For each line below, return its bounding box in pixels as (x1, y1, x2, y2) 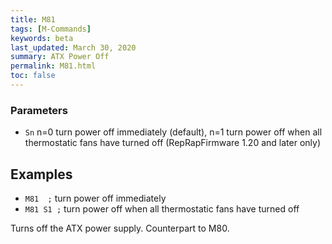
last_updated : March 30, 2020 (10, 42, 137, 53)
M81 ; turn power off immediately (24, 192, 167, 204)
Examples (10, 166, 73, 183)
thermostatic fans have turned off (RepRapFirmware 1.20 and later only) (24, 137, 321, 149)
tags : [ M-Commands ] (10, 24, 92, 34)
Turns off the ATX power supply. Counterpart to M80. (10, 222, 230, 234)
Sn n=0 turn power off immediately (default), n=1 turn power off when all (24, 126, 323, 138)
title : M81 (10, 14, 56, 25)
